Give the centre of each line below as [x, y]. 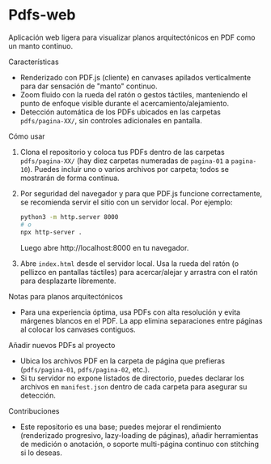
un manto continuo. [41, 45]
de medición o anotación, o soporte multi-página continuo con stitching [139, 444]
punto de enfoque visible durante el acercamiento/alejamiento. [124, 103]
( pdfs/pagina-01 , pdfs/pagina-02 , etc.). [85, 369]
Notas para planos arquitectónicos [66, 296]
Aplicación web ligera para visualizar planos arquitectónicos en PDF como [132, 37]
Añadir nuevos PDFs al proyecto [62, 345]
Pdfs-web [42, 15]
